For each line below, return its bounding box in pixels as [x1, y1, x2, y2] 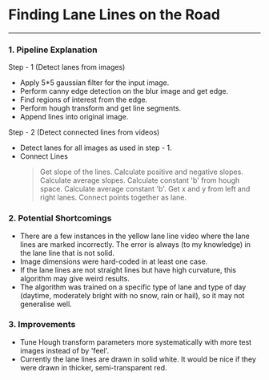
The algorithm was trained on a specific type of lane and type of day [19, 282, 247, 292]
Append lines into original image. [19, 112, 129, 122]
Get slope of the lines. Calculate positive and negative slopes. [39, 167, 244, 177]
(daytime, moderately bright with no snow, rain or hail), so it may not [19, 290, 245, 300]
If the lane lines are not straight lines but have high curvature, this [19, 265, 236, 274]
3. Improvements [8, 319, 76, 330]
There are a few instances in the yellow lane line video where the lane [19, 231, 251, 241]
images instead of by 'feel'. [19, 346, 110, 355]
